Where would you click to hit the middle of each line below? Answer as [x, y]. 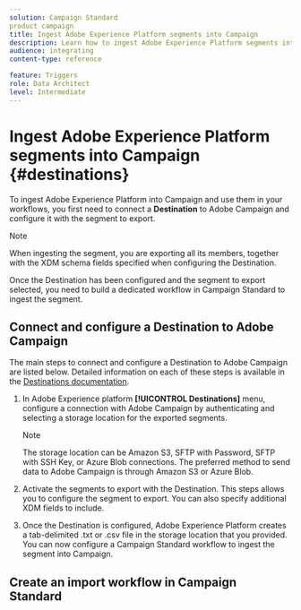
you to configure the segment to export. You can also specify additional [154, 499]
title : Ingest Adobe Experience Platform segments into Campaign [133, 34]
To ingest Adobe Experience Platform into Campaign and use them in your [146, 199]
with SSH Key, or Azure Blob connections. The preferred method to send [156, 462]
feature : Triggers [43, 76]
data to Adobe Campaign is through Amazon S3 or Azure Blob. [138, 472]
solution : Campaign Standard [64, 17]
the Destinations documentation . [69, 382]
